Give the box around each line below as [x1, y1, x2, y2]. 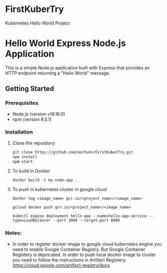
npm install [12, 154, 37, 159]
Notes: [5, 229, 22, 236]
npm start [12, 159, 33, 164]
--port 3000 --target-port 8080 [52, 218, 120, 223]
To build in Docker [12, 168, 50, 174]
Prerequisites [5, 99, 38, 106]
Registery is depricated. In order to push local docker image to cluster [12, 251, 156, 257]
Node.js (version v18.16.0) [12, 111, 65, 117]
